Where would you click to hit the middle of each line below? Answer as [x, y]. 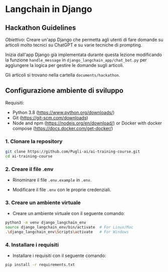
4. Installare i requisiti [32, 245]
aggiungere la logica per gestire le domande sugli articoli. [64, 65]
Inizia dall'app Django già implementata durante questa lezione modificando [83, 54]
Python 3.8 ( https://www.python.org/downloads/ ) [63, 112]
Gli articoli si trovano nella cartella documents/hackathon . [63, 75]
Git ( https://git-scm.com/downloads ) [50, 117]
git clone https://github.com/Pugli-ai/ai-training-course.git [73, 152]
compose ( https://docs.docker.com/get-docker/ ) [63, 128]
